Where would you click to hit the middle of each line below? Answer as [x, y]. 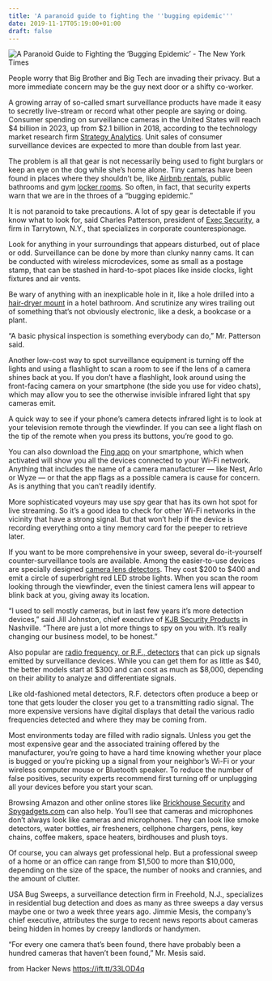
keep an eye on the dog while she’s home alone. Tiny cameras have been [130, 170]
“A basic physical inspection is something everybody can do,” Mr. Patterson [134, 336]
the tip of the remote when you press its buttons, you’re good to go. [121, 436]
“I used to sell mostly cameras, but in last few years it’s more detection [126, 611]
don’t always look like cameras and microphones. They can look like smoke [134, 820]
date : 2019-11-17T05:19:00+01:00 [65, 23]
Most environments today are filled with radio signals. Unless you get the [130, 736]
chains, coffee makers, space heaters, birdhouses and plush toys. [118, 837]
